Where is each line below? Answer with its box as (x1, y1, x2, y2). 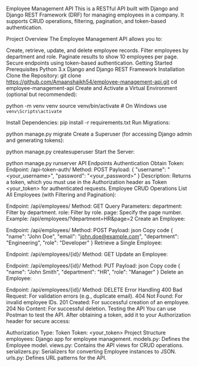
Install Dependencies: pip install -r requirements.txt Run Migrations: (6, 119, 170, 126)
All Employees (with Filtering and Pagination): (6, 191, 116, 198)
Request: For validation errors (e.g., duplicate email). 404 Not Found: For (6, 292, 183, 300)
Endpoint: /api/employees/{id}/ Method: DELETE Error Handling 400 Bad (6, 286, 183, 293)
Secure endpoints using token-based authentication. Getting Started (6, 59, 173, 66)
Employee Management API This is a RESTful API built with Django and (6, 5, 178, 12)
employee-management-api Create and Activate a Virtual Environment (6, 85, 177, 91)
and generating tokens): (6, 137, 64, 144)
